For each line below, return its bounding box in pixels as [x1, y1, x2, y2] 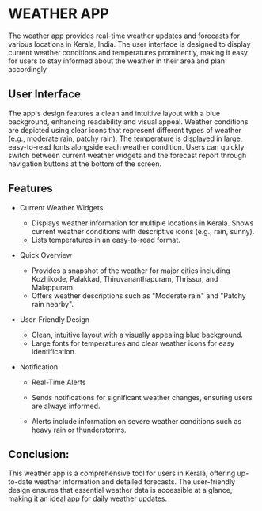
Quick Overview [19, 250, 73, 259]
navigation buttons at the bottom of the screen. [8, 159, 162, 168]
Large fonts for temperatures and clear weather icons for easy [31, 338, 235, 348]
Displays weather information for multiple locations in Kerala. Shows [31, 218, 254, 228]
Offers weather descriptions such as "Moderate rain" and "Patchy [31, 290, 247, 301]
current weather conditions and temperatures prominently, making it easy [8, 47, 248, 57]
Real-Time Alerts [31, 377, 86, 387]
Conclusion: [8, 448, 70, 461]
